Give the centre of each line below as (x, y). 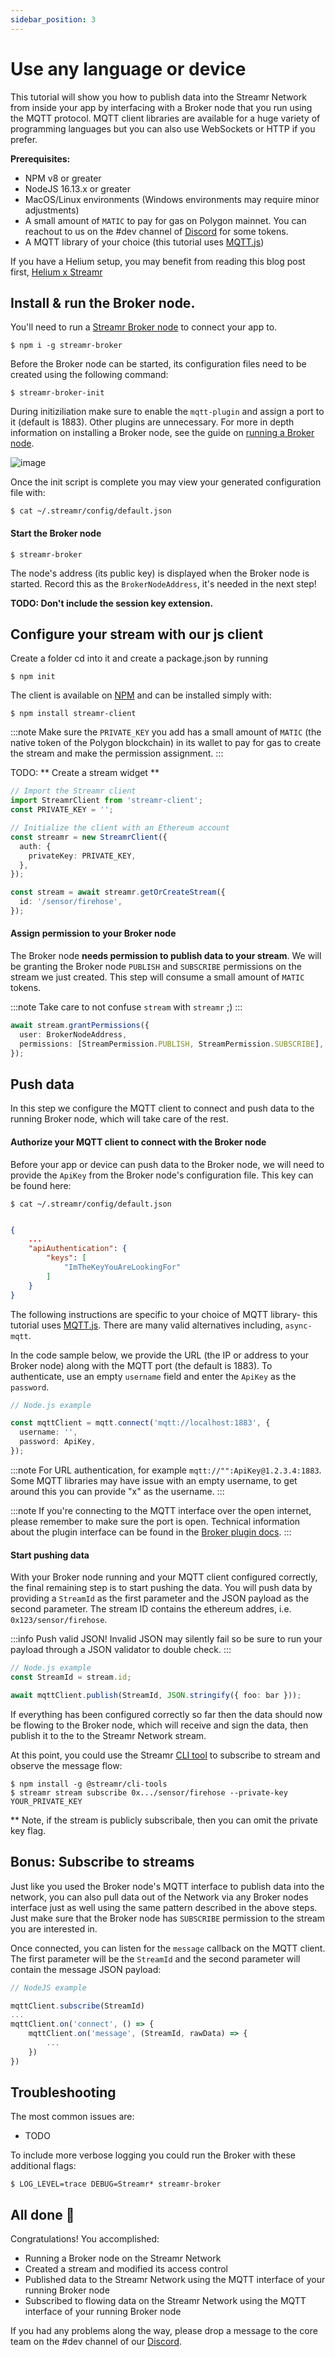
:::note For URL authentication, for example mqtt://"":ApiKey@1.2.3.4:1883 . (166, 1470)
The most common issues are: (72, 2117)
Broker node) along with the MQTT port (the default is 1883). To (141, 1365)
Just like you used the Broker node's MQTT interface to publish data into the (167, 1886)
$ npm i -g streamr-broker (66, 346)
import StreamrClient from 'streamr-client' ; (106, 801)
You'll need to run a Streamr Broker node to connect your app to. (144, 327)
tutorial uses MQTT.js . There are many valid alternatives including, (146, 1325)
